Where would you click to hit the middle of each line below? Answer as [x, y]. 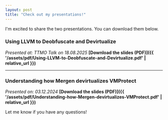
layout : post [19, 10]
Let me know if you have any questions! [46, 112]
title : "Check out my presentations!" [45, 14]
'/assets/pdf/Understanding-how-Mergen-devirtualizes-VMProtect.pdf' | [84, 97]
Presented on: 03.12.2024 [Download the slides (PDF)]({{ [65, 92]
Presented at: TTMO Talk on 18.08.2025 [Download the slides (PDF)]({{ [79, 52]
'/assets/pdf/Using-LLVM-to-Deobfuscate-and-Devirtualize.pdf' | [75, 57]
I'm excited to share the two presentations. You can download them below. [82, 28]
